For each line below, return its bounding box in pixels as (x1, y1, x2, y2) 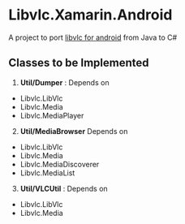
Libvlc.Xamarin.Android (8, 6, 173, 24)
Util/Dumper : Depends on (19, 77, 110, 87)
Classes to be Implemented (8, 56, 149, 70)
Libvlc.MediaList (19, 168, 75, 178)
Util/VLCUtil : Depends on (19, 183, 108, 193)
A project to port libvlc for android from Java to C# (8, 32, 178, 42)
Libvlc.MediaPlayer (19, 110, 84, 120)
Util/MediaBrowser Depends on (19, 126, 128, 136)
